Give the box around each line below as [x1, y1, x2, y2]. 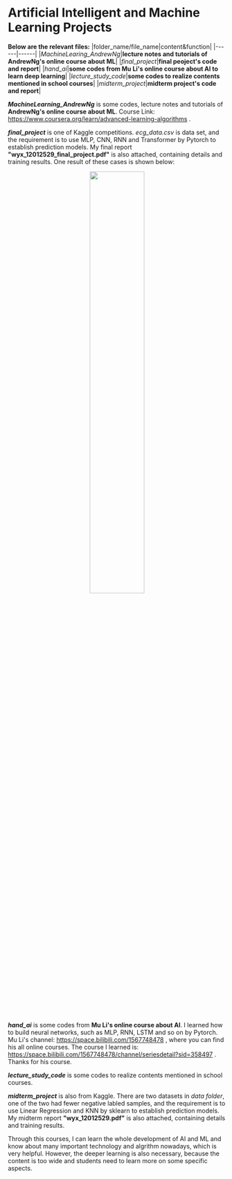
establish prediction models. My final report [8, 143, 132, 151]
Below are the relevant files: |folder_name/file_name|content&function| [8, 42, 212, 51]
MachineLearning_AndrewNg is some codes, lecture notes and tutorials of [8, 100, 224, 108]
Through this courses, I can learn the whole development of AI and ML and [8, 1134, 222, 1143]
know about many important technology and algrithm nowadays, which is [8, 1142, 217, 1150]
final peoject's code [159, 57, 217, 65]
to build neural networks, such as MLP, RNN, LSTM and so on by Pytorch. [8, 1028, 218, 1036]
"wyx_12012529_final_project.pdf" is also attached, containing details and [8, 150, 223, 159]
